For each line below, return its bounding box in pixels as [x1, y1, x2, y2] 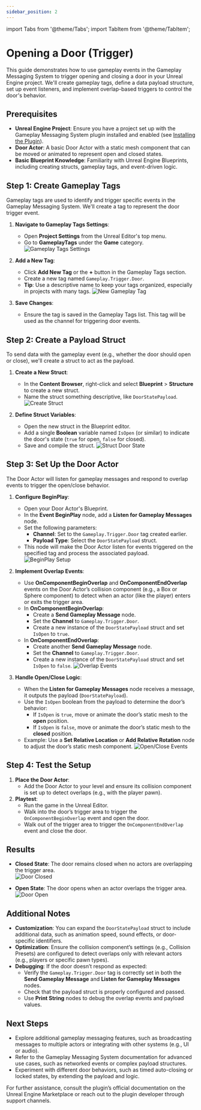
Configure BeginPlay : [14, 493, 70, 500]
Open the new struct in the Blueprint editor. [23, 423, 131, 430]
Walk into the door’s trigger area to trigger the [23, 808, 137, 815]
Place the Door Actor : [14, 776, 70, 783]
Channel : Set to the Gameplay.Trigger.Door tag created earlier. [32, 530, 188, 537]
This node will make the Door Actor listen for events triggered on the [23, 543, 193, 550]
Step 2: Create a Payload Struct [6, 334, 126, 345]
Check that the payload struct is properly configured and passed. [23, 988, 186, 995]
